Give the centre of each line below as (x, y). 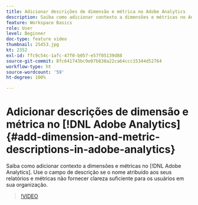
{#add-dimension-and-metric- (83, 137)
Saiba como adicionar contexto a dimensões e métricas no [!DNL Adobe (94, 166)
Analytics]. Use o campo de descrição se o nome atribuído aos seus (89, 173)
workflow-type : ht (29, 66)
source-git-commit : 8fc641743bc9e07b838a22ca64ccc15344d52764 (84, 61)
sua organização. (27, 185)
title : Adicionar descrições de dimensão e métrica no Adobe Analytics (96, 12)
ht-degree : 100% (26, 77)
